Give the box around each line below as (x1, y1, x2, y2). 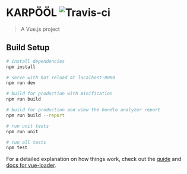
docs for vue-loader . (6, 162, 56, 169)
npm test (6, 145, 28, 151)
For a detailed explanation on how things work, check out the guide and (6, 156, 182, 163)
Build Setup (6, 43, 50, 53)
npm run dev (6, 80, 36, 86)
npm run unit (6, 128, 39, 134)
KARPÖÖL (6, 6, 58, 20)
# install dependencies (6, 58, 65, 65)
